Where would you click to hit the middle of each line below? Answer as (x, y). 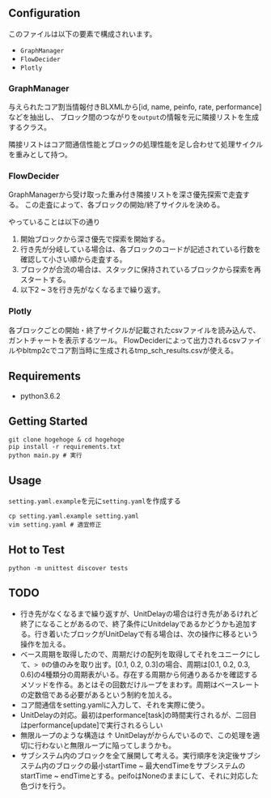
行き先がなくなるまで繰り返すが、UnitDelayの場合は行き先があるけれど (139, 613)
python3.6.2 (40, 395)
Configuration (44, 13)
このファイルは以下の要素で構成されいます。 (83, 34)
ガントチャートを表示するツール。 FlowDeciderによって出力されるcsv (125, 340)
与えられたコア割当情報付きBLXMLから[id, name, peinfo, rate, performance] (135, 107)
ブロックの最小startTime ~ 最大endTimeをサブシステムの (150, 766)
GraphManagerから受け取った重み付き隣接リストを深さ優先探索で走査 (126, 194)
